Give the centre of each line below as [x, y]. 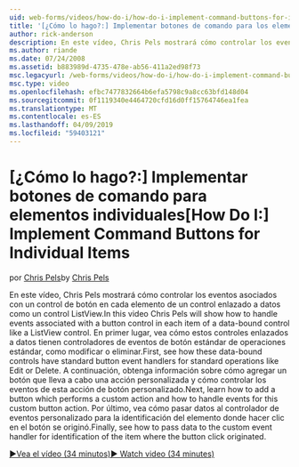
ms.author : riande [43, 51]
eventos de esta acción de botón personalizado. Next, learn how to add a [142, 389]
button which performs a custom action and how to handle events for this [144, 399]
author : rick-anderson [51, 34]
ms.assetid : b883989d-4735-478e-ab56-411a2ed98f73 [105, 68]
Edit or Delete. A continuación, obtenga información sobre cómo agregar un [148, 370]
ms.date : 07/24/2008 [48, 59]
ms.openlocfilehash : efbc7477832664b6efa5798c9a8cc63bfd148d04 [129, 92]
